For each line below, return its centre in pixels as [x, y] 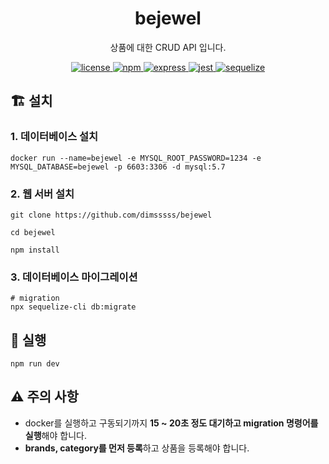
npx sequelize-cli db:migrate [73, 307]
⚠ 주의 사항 [44, 397]
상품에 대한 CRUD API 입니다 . [168, 47]
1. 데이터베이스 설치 [54, 137]
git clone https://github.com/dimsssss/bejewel [111, 215]
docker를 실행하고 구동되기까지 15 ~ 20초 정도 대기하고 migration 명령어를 [171, 423]
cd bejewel [33, 232]
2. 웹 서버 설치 [42, 194]
